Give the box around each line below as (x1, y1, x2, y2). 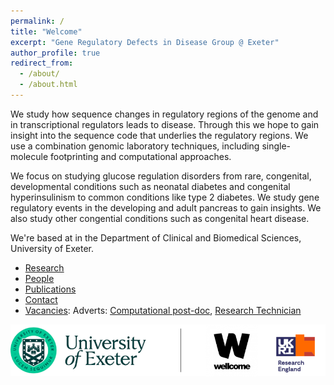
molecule (10, 150, 49, 162)
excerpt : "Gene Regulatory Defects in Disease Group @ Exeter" (10, 37, 280, 47)
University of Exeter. (10, 242, 94, 254)
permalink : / (10, 16, 65, 26)
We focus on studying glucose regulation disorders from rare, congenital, (10, 170, 312, 182)
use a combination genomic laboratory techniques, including (10, 140, 260, 152)
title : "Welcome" (10, 26, 83, 37)
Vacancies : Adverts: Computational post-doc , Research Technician (24, 304, 302, 316)
